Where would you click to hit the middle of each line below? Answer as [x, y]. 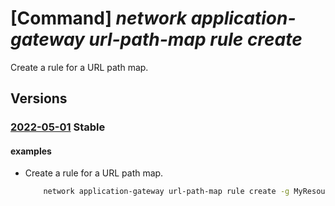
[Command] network [99, 18]
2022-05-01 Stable [58, 127]
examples [31, 151]
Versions [39, 98]
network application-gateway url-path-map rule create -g [166, 192]
